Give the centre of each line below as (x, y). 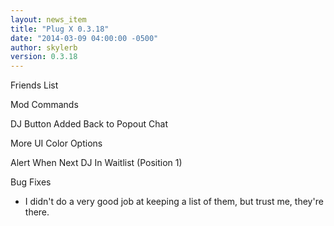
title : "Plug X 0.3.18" (60, 29)
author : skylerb (44, 47)
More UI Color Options (56, 143)
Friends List (34, 85)
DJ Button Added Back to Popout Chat (89, 124)
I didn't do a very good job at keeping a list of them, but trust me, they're (174, 202)
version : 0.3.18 (44, 57)
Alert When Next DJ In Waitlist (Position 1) (96, 163)
